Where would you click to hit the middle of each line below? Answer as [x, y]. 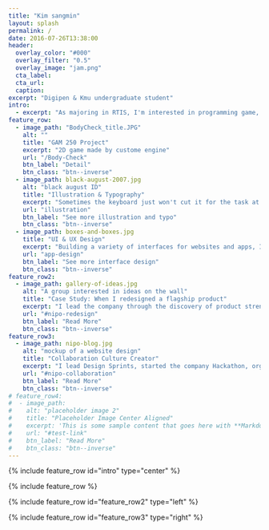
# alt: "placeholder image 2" [64, 411]
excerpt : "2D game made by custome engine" [96, 150]
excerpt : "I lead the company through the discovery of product [132, 306]
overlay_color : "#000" [53, 53]
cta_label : [34, 75]
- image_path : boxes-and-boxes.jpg [75, 232]
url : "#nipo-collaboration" [69, 374]
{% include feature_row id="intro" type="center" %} [94, 471]
